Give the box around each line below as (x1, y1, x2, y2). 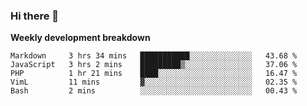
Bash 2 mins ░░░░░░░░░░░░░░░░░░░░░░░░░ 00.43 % (10, 86, 298, 96)
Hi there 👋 (10, 9, 60, 23)
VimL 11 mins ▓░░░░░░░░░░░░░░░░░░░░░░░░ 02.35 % (10, 77, 298, 88)
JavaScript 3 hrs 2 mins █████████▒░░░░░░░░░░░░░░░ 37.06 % (10, 60, 298, 70)
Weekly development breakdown (10, 32, 151, 44)
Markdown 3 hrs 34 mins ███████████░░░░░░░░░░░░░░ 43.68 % (10, 51, 298, 61)
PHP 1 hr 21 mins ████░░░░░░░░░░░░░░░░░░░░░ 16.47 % (10, 69, 298, 79)
